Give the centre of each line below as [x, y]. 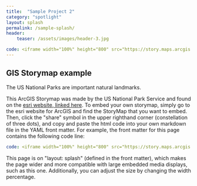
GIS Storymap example [49, 73]
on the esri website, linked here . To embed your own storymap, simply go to [98, 105]
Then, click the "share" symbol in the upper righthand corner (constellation [97, 117]
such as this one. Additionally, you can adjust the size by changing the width [98, 170]
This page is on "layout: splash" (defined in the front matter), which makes [96, 158]
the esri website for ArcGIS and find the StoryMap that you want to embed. [97, 111]
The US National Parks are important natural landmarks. [74, 87]
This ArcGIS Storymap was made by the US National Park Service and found [98, 99]
